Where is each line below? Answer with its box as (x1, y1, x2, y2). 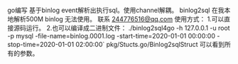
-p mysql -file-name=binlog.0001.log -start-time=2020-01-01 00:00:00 (7, 31, 215, 40)
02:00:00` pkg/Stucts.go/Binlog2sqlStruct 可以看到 (75, 40, 225, 48)
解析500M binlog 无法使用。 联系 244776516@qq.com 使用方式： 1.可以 (13, 14, 225, 23)
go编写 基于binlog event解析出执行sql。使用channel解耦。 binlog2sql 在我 (7, 6, 225, 14)
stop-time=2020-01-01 (7, 40, 75, 48)
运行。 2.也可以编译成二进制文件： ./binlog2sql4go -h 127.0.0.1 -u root (26, 23, 230, 32)
